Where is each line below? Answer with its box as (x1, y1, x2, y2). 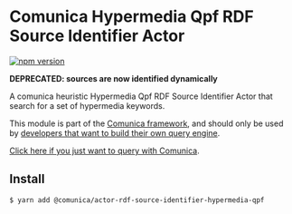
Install (9, 171, 45, 187)
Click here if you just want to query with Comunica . (9, 145, 201, 156)
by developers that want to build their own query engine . (9, 127, 221, 138)
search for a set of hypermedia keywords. (9, 100, 165, 111)
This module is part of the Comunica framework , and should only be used (9, 118, 284, 129)
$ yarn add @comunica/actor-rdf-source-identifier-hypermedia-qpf (9, 195, 265, 205)
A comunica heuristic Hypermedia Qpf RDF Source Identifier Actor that (9, 91, 273, 102)
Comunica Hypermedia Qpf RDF (9, 6, 255, 27)
